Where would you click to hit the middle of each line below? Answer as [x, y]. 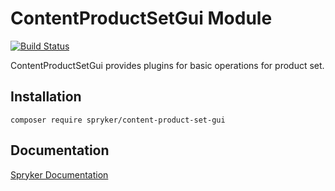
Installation [46, 97]
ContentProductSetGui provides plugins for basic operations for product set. [167, 65]
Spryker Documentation [59, 174]
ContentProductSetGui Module [141, 18]
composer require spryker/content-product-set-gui [118, 120]
